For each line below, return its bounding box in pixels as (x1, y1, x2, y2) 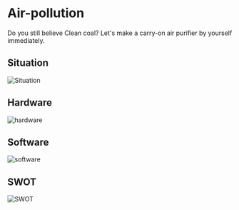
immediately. (7, 36, 45, 44)
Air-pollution (7, 5, 84, 21)
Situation (7, 57, 49, 69)
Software (7, 136, 49, 148)
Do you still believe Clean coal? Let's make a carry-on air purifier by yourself (7, 29, 233, 37)
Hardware (7, 96, 52, 109)
